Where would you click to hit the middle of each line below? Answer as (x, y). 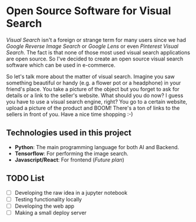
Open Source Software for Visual (89, 11)
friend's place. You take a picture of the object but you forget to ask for (93, 89)
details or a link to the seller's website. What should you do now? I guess (95, 95)
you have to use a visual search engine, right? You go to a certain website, (97, 101)
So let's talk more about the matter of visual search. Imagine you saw (90, 76)
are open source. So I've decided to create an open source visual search (95, 59)
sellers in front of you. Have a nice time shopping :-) (70, 114)
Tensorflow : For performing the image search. (71, 153)
